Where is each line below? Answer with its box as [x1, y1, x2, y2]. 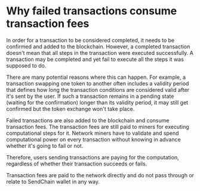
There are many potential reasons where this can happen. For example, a [6, 73, 186, 81]
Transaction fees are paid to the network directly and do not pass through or [6, 171, 195, 178]
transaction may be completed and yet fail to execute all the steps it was [6, 56, 184, 63]
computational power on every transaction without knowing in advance [6, 135, 181, 143]
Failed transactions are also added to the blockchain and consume [6, 116, 170, 124]
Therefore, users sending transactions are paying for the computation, [6, 153, 179, 161]
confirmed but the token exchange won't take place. [6, 105, 135, 112]
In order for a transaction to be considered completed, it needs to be [6, 36, 175, 44]
